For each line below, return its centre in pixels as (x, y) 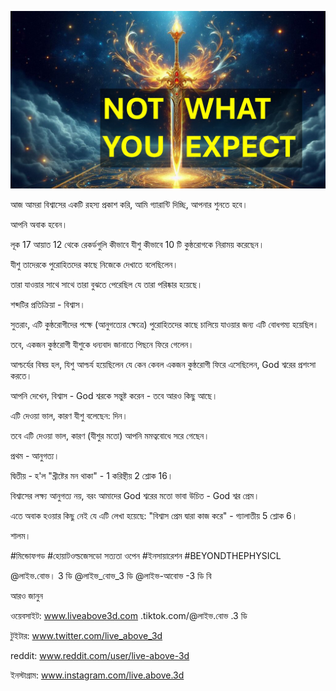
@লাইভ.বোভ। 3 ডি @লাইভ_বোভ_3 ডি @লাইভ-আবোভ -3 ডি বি (111, 575)
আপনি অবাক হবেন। (39, 224)
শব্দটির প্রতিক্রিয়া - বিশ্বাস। (48, 304)
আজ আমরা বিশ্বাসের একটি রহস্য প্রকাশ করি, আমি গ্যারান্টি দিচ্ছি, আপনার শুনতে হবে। (129, 204)
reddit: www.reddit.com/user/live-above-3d (100, 655)
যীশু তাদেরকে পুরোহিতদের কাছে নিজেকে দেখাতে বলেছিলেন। (94, 264)
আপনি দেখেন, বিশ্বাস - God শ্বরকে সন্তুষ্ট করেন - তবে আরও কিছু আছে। (114, 395)
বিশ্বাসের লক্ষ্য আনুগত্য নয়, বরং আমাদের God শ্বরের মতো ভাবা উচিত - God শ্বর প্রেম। (135, 495)
